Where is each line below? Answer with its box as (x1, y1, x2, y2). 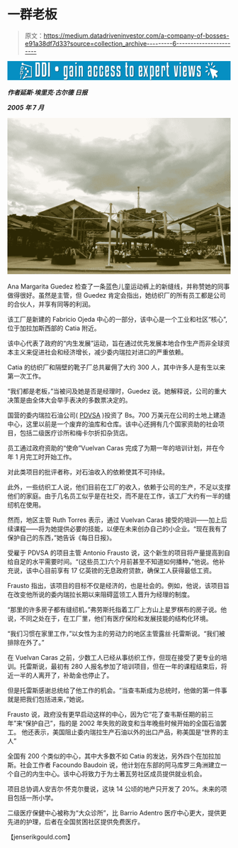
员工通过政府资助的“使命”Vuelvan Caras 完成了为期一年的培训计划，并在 (7, 443, 219, 452)
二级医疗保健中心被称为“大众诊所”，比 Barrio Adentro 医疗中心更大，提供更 (7, 808, 227, 817)
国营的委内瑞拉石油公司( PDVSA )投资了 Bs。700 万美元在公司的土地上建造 (7, 411, 226, 419)
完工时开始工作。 (25, 452, 76, 461)
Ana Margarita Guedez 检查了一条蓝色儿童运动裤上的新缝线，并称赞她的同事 (7, 282, 230, 290)
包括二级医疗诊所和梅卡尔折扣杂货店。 (19, 428, 132, 437)
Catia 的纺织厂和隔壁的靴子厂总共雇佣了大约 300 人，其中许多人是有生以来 (7, 363, 226, 371)
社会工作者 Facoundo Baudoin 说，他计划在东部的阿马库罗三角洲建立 (19, 761, 221, 769)
